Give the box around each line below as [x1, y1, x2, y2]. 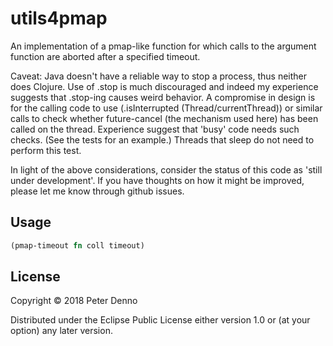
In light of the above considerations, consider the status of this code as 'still [10, 163, 323, 176]
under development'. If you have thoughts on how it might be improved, [10, 174, 305, 186]
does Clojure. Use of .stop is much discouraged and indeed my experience [10, 80, 319, 92]
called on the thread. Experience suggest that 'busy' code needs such [10, 123, 300, 135]
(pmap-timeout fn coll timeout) [10, 240, 145, 251]
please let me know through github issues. [10, 185, 185, 197]
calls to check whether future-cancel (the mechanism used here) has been [10, 112, 319, 124]
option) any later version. [10, 325, 113, 337]
